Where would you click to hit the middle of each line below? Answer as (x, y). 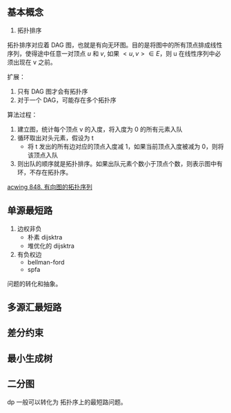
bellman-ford (46, 262)
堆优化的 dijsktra (51, 246)
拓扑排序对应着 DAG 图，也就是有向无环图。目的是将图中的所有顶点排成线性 (115, 45)
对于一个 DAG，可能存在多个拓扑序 (67, 100)
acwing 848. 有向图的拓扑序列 (50, 187)
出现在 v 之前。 (34, 62)
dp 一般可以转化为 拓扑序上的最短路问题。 (67, 402)
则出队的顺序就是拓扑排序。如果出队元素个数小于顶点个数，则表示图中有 (120, 163)
